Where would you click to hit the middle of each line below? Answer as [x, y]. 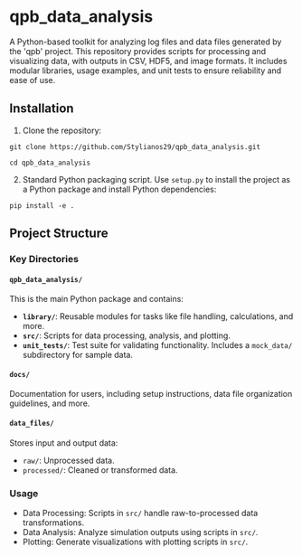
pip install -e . [42, 205]
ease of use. [33, 80]
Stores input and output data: [64, 443]
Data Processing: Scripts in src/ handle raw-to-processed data [140, 513]
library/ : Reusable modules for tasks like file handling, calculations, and [158, 316]
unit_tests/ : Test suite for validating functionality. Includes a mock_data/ [157, 345]
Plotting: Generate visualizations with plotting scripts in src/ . [135, 542]
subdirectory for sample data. [78, 355]
